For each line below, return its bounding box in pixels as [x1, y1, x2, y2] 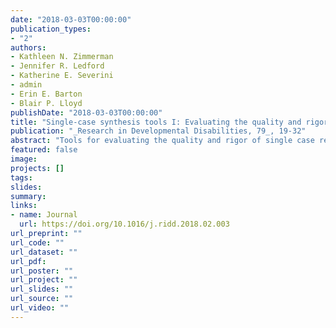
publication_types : [10, 24, 92, 34]
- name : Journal [10, 210, 78, 220]
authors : [10, 42, 47, 53]
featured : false [10, 145, 78, 155]
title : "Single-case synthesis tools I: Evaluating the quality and [10, 117, 302, 127]
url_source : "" [10, 294, 74, 304]
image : [10, 154, 38, 164]
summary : [10, 191, 47, 201]
